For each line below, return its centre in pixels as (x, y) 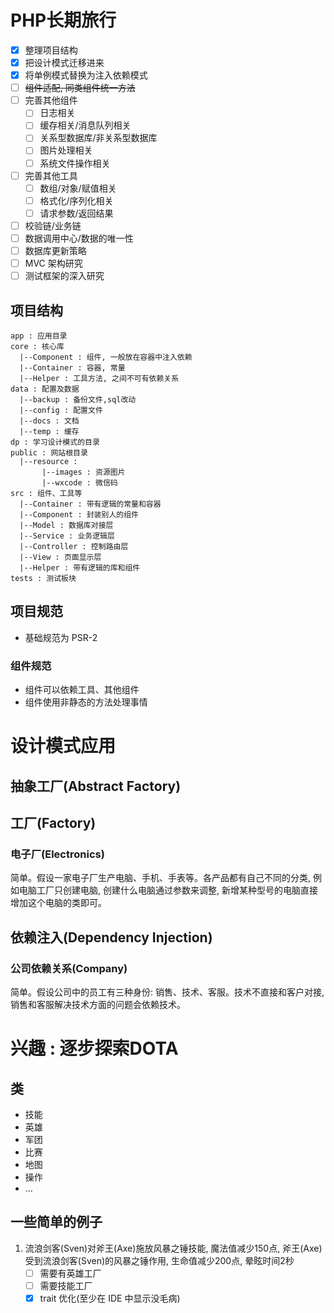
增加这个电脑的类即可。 (58, 903)
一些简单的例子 (56, 1222)
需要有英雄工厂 (70, 1273)
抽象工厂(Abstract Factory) (96, 786)
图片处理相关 (66, 150)
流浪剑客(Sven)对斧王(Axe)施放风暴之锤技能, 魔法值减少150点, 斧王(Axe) (173, 1248)
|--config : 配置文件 (61, 410)
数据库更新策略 (55, 250)
